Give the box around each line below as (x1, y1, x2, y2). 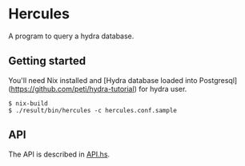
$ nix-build (8, 99, 48, 108)
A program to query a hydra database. (8, 31, 135, 41)
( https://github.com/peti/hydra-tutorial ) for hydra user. (8, 84, 187, 93)
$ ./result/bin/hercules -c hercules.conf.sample (8, 106, 178, 114)
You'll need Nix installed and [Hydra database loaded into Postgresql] (8, 75, 238, 85)
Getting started (8, 54, 86, 68)
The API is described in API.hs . (8, 149, 110, 159)
